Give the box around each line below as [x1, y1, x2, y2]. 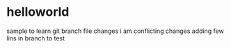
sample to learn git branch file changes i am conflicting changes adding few [6, 27, 224, 35]
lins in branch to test [6, 34, 65, 42]
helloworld [6, 4, 70, 20]
